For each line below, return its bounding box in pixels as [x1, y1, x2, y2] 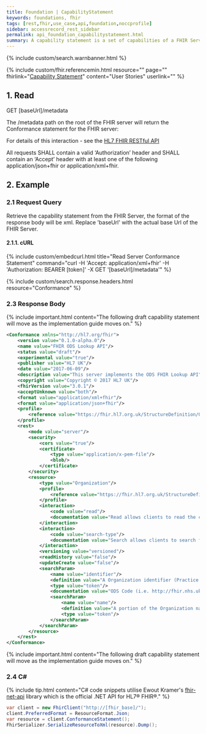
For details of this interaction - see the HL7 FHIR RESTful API [6, 137, 159, 144]
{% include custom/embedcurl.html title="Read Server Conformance [6, 253, 180, 260]
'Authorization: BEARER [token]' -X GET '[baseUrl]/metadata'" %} [6, 266, 172, 273]
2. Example [6, 180, 50, 190]
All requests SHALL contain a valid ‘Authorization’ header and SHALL [6, 148, 180, 156]
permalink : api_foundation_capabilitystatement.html [6, 32, 144, 38]
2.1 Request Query [6, 198, 63, 207]
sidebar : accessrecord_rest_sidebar [6, 26, 100, 32]
